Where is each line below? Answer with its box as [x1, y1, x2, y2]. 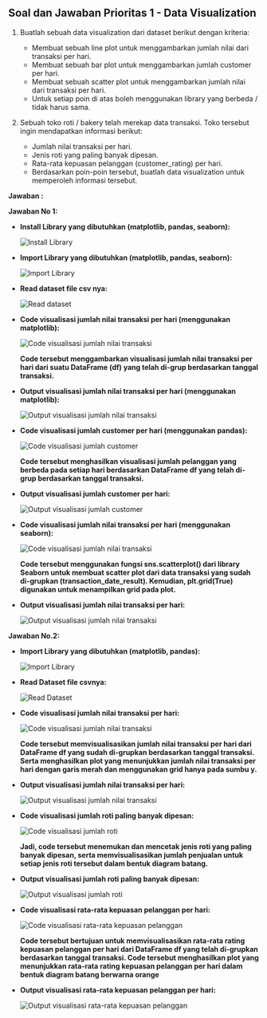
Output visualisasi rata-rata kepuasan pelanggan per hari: [19, 985, 217, 995]
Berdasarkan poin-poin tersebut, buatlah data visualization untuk [31, 167, 245, 176]
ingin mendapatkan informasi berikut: [19, 126, 143, 136]
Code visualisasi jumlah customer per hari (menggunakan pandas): [19, 426, 248, 435]
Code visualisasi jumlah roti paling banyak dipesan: [19, 811, 194, 820]
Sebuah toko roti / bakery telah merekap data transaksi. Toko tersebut [19, 117, 249, 127]
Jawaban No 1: [8, 206, 58, 216]
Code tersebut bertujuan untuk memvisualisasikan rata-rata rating [19, 936, 245, 945]
